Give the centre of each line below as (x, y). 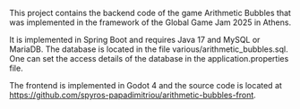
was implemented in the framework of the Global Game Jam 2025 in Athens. (150, 22)
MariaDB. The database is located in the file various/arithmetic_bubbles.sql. (149, 49)
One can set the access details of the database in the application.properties (149, 59)
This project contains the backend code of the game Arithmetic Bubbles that (150, 13)
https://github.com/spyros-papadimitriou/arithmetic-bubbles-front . (133, 95)
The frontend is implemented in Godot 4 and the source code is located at (146, 85)
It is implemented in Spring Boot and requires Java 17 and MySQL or (135, 40)
